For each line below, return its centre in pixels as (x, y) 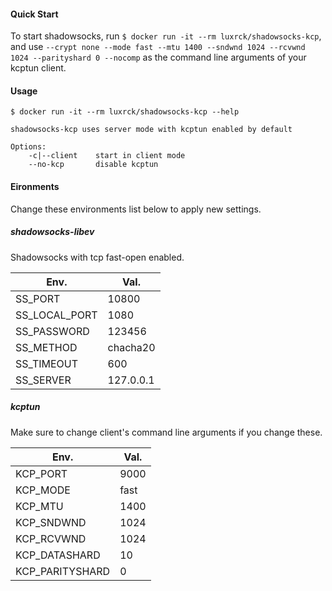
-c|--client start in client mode (107, 156)
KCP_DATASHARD (58, 555)
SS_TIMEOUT (47, 363)
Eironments (35, 186)
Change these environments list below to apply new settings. (136, 209)
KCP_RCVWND (51, 538)
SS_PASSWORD (52, 331)
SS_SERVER (43, 380)
